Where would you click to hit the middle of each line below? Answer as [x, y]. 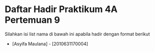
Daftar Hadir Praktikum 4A [61, 9]
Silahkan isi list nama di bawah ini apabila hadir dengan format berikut [77, 34]
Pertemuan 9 [32, 20]
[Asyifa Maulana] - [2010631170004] [50, 43]
